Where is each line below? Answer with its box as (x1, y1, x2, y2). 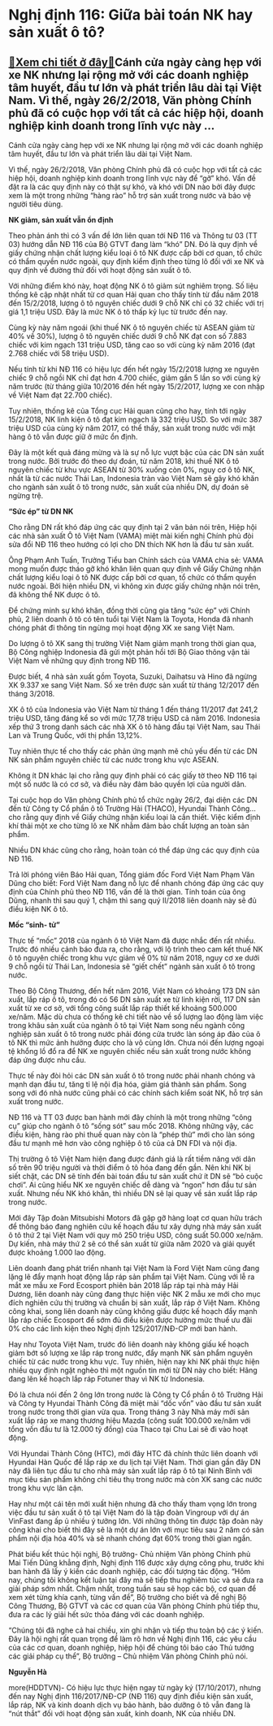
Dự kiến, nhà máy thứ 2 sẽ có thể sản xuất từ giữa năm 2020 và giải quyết (8, 1239, 256, 1248)
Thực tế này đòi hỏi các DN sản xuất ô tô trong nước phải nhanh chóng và (8, 1071, 256, 1080)
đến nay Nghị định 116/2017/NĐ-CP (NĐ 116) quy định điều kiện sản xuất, (8, 1692, 253, 1701)
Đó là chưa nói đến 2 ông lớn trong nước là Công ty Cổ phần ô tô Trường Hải (8, 1390, 264, 1399)
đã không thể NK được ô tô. (8, 590, 101, 599)
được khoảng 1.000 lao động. (8, 1247, 106, 1257)
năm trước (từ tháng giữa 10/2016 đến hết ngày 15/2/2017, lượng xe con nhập (8, 382, 265, 391)
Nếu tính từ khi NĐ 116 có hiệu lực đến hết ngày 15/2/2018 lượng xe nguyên (8, 364, 260, 374)
